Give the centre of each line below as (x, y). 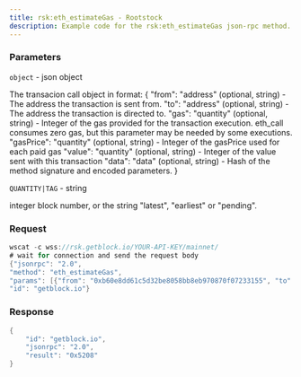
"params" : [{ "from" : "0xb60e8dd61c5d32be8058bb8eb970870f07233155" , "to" (150, 281)
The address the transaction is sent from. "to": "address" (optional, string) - (149, 103)
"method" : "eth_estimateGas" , (66, 272)
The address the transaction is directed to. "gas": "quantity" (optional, (138, 113)
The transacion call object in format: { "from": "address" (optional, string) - (147, 94)
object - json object (46, 76)
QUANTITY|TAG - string (48, 188)
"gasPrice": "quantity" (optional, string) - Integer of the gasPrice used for (145, 142)
